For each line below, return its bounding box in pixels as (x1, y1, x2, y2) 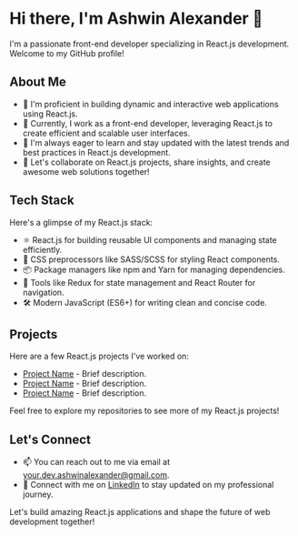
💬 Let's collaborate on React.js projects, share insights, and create (22, 157, 271, 167)
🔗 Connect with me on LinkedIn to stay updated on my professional (22, 480, 274, 490)
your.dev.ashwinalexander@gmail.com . (22, 470, 170, 480)
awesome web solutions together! (22, 166, 150, 177)
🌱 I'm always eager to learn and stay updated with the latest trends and (22, 137, 290, 148)
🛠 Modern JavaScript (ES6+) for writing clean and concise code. (22, 297, 268, 308)
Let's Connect (9, 431, 91, 447)
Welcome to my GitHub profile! (9, 47, 124, 58)
